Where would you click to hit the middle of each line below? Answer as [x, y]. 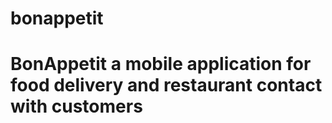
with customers [76, 106]
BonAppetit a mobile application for [161, 64]
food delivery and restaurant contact [166, 85]
